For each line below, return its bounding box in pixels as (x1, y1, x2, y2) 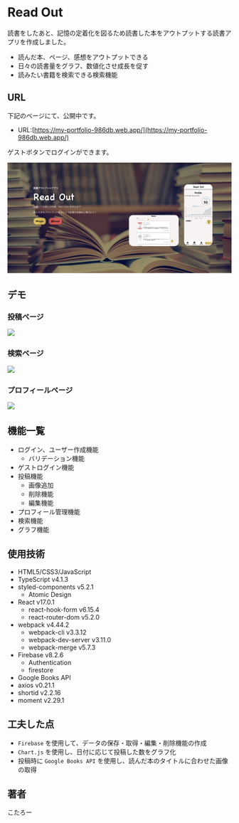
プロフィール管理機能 (17, 507, 80, 516)
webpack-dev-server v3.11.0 (28, 635, 112, 644)
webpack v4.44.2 (17, 620, 70, 629)
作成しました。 (26, 37, 70, 46)
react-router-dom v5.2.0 (28, 612, 100, 621)
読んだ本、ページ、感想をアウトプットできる (17, 53, 149, 61)
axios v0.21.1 (17, 681, 55, 689)
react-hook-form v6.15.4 (28, 605, 100, 614)
